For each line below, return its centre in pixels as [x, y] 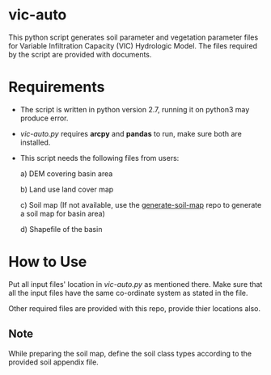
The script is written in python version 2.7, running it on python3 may [135, 109]
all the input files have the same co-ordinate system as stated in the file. [128, 293]
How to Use [48, 262]
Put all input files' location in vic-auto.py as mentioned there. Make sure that [135, 284]
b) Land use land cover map [67, 189]
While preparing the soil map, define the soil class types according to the [130, 353]
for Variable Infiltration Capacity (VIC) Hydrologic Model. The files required [133, 45]
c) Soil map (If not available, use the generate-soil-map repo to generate [141, 204]
